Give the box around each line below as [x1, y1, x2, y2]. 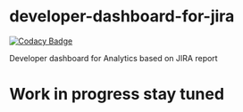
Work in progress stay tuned [9, 84, 225, 104]
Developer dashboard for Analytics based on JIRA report [9, 52, 218, 63]
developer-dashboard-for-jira [9, 6, 235, 27]
